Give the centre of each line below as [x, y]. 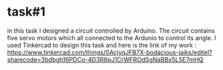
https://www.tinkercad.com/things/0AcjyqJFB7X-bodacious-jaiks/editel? [110, 52]
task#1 [26, 12]
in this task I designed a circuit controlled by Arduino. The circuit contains [111, 31]
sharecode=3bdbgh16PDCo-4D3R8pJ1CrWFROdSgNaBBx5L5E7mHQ [105, 59]
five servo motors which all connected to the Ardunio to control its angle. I [111, 37]
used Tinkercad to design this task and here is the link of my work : [102, 45]
